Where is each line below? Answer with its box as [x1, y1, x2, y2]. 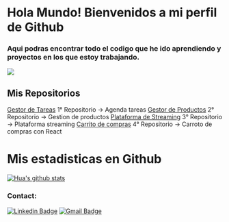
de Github [7, 19, 64, 35]
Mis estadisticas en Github [7, 151, 162, 167]
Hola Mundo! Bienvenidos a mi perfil [7, 5, 217, 21]
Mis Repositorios [7, 87, 81, 99]
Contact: [7, 191, 37, 201]
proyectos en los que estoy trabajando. [7, 53, 140, 62]
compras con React [7, 127, 62, 136]
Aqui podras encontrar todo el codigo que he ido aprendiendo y [7, 44, 221, 53]
